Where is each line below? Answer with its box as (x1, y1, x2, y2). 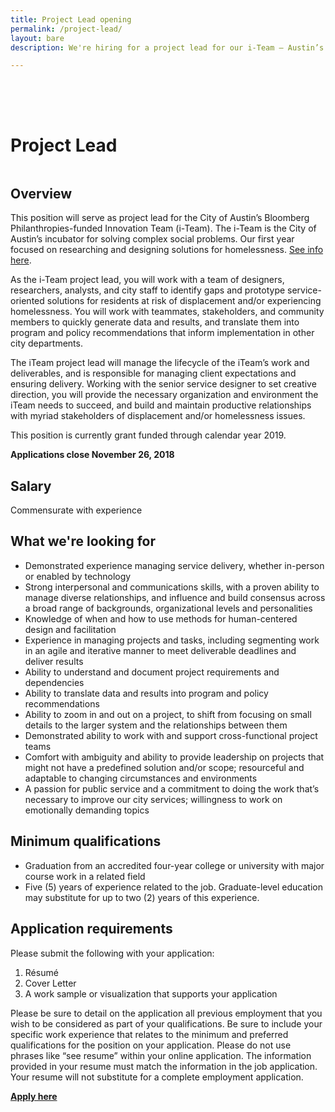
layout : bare (10, 33, 65, 43)
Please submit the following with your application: (10, 947, 215, 959)
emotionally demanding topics (24, 804, 150, 816)
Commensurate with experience (10, 504, 143, 516)
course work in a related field (24, 870, 146, 882)
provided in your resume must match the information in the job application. (10, 1060, 318, 1072)
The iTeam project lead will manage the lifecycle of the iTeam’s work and (10, 357, 310, 369)
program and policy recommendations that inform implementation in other (10, 327, 315, 339)
